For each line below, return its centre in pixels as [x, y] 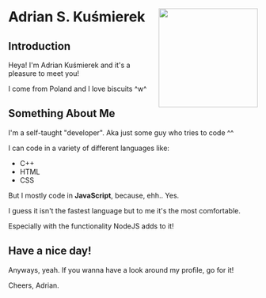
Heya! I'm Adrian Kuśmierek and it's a [69, 65]
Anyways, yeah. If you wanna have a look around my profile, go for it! [121, 270]
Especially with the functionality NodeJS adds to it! [91, 226]
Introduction [40, 46]
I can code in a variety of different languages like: [89, 148]
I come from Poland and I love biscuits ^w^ [78, 89]
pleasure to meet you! [44, 74]
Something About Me [62, 113]
